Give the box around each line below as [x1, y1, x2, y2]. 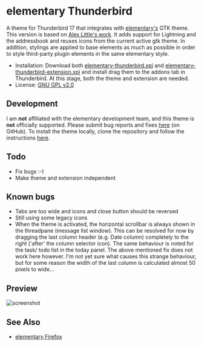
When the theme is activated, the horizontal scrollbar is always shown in [15, 221, 195, 228]
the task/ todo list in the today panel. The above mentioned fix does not [15, 247, 194, 254]
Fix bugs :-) [15, 168, 44, 175]
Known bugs [6, 191, 56, 202]
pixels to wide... [15, 265, 54, 273]
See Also [6, 317, 41, 327]
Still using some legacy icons [15, 214, 88, 222]
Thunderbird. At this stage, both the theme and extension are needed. [15, 75, 189, 82]
